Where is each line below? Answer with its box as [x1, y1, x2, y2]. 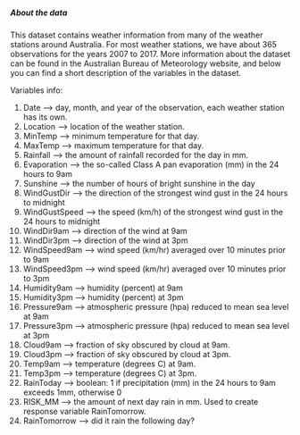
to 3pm [22, 272, 50, 283]
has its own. [22, 112, 68, 122]
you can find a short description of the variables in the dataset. [10, 67, 242, 78]
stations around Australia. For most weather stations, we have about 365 [10, 38, 278, 49]
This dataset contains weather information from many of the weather [10, 29, 263, 40]
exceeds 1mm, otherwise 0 [22, 387, 122, 397]
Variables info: [10, 85, 63, 96]
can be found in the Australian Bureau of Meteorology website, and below [10, 58, 281, 69]
